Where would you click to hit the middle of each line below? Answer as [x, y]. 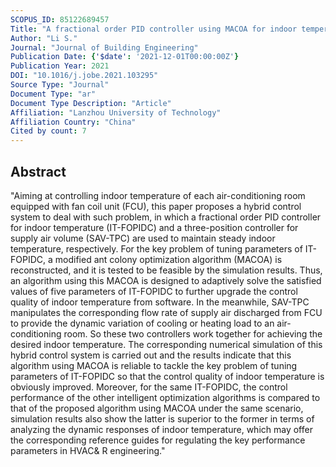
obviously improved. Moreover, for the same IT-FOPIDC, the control [149, 387]
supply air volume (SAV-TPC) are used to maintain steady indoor [143, 238]
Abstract [38, 171]
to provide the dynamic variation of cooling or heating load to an [142, 323]
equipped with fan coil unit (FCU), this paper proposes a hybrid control [156, 206]
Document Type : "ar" [53, 94]
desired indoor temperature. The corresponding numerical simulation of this [166, 344]
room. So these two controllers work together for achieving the [193, 333]
